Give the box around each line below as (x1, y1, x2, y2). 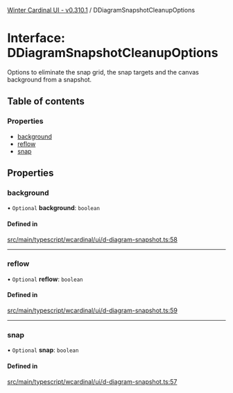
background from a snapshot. (7, 75, 92, 83)
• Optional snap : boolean (7, 346, 79, 354)
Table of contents (7, 95, 85, 107)
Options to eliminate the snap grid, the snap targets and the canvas (7, 67, 199, 76)
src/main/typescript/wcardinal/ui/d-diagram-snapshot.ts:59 (7, 306, 178, 315)
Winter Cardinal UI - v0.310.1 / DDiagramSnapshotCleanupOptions (7, 6, 196, 14)
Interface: (7, 31, 66, 46)
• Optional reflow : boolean (7, 275, 83, 283)
